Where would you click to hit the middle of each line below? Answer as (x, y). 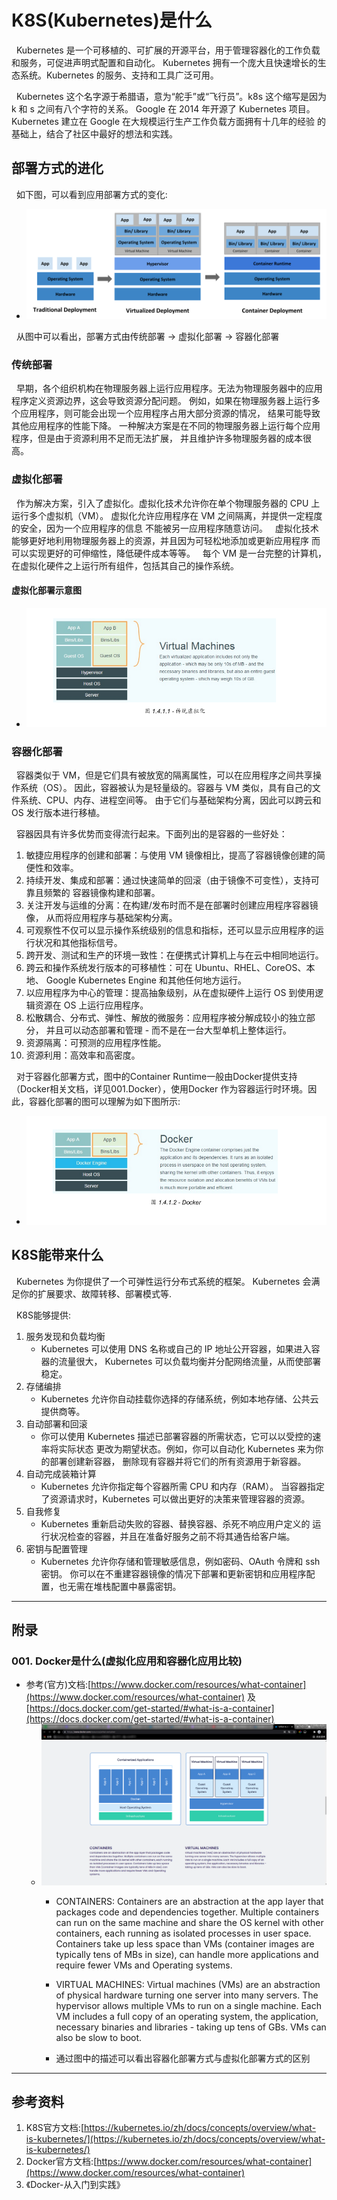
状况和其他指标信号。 (78, 943)
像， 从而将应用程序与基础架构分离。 (101, 918)
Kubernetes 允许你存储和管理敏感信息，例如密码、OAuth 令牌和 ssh (180, 1561)
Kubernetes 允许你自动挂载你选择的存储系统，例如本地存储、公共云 (179, 1398)
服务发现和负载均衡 (65, 1336)
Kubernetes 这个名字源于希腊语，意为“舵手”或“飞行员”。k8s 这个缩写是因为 (171, 96)
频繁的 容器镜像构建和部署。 (102, 893)
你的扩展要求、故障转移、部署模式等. (96, 1293)
